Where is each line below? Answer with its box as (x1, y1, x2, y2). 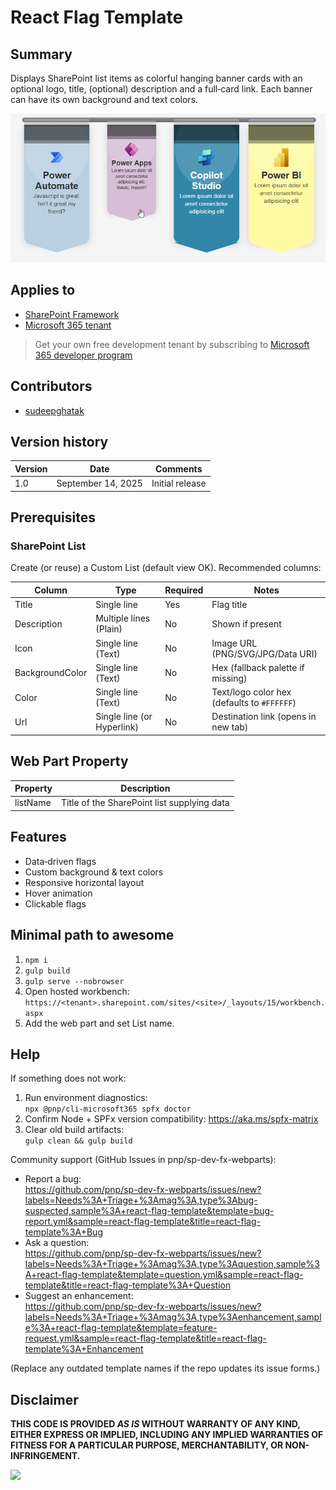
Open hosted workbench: (24, 985, 130, 997)
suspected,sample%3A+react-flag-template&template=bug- (24, 1205, 275, 1217)
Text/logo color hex (211, 686, 292, 698)
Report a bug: (24, 1173, 82, 1185)
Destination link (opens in (211, 711, 317, 723)
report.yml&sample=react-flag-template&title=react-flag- (24, 1216, 261, 1228)
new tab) (211, 721, 249, 733)
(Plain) (95, 623, 123, 635)
